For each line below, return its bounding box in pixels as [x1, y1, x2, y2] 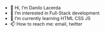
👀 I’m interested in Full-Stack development [10, 10, 100, 16]
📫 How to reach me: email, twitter [10, 21, 83, 27]
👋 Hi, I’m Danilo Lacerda [10, 5, 61, 10]
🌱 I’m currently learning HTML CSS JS [10, 15, 91, 21]
